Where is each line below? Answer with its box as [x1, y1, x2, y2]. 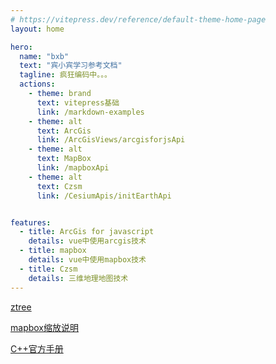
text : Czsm [36, 181, 83, 191]
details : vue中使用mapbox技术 [28, 255, 147, 265]
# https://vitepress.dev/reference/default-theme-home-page [10, 14, 267, 25]
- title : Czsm [19, 264, 78, 274]
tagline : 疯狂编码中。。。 [19, 70, 113, 80]
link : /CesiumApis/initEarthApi [36, 191, 172, 201]
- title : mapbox [19, 246, 87, 256]
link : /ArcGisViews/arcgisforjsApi [36, 135, 186, 145]
